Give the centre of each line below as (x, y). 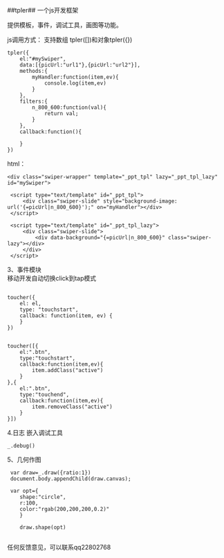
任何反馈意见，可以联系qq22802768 (59, 547)
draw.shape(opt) (43, 527)
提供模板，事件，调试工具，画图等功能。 (65, 25)
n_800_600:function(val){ (69, 108)
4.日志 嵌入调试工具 (35, 433)
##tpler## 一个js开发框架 (43, 10)
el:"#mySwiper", (43, 59)
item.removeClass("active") (72, 407)
